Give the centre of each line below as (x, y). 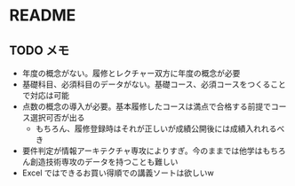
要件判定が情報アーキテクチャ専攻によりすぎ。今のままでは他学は (142, 151)
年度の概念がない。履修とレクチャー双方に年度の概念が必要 (131, 73)
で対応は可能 (45, 95)
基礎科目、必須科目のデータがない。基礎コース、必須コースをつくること (154, 84)
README (43, 15)
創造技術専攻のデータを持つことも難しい (104, 162)
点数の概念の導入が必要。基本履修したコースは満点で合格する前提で (147, 106)
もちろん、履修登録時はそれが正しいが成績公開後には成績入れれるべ (160, 128)
